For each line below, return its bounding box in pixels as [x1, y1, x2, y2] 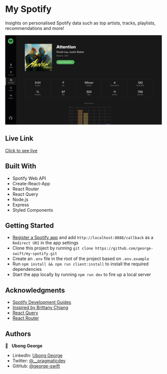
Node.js [12, 196, 29, 202]
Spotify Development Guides [12, 299, 72, 305]
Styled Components [12, 207, 54, 213]
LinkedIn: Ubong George [12, 352, 63, 358]
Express [12, 202, 29, 208]
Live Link [5, 134, 34, 143]
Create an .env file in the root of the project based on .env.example [12, 255, 150, 262]
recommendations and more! [5, 25, 65, 31]
